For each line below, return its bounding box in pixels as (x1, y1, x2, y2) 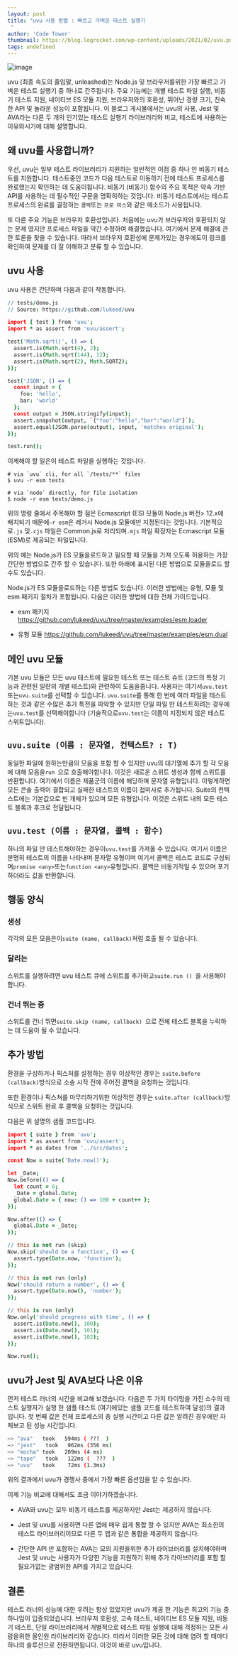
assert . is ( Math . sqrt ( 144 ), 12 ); (13, 351, 110, 359)
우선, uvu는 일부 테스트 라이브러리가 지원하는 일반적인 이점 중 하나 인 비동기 (7, 165, 217, 173)
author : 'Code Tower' (7, 30, 72, 38)
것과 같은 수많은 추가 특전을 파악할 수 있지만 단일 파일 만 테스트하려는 (20, 700, 211, 709)
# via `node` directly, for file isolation (7, 489, 138, 497)
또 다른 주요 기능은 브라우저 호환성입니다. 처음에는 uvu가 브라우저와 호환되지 (7, 215, 219, 224)
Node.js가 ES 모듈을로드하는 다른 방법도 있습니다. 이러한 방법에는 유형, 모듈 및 (7, 584, 225, 592)
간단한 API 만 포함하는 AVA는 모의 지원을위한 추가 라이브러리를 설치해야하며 (17, 1545, 227, 1553)
